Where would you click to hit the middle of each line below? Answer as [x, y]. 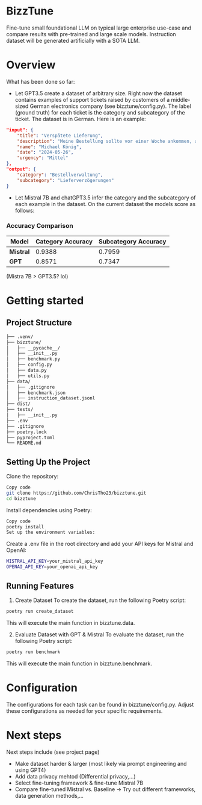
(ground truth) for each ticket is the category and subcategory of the [100, 112]
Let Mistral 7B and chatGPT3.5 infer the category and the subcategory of [106, 198]
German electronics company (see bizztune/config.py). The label [110, 106]
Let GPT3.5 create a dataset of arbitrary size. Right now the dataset [98, 93]
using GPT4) [30, 770]
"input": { [20, 130]
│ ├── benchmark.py [33, 359]
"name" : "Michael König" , [50, 147]
